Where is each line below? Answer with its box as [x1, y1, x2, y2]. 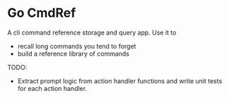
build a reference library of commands [17, 49, 129, 58]
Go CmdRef [7, 5, 76, 21]
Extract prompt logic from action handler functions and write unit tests [17, 76, 223, 85]
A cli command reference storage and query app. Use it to [7, 28, 177, 37]
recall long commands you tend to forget [17, 42, 136, 50]
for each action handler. [17, 84, 87, 92]
